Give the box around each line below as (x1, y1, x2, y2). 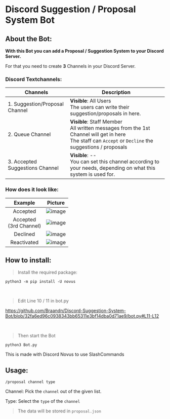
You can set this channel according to (70, 158, 159, 165)
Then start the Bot (17, 333, 56, 339)
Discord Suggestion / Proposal (5, 4, 136, 15)
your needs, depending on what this (70, 165, 156, 172)
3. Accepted (8, 158, 37, 165)
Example (14, 199, 35, 206)
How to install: (5, 256, 52, 264)
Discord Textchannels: (5, 75, 62, 83)
